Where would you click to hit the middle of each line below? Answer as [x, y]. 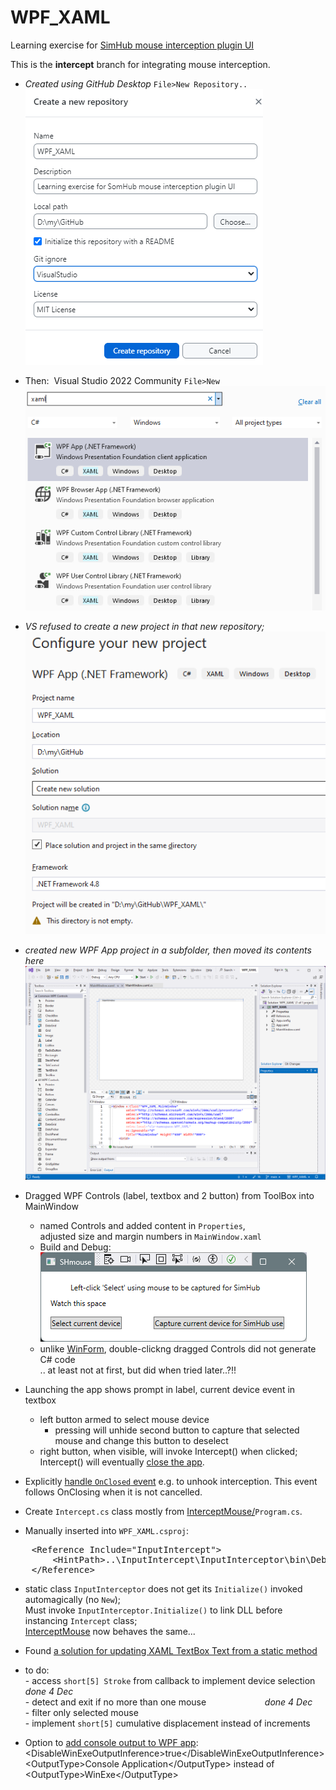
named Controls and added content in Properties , [142, 1226]
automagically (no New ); [73, 1600]
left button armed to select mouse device [124, 1420]
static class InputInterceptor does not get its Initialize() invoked [163, 1589]
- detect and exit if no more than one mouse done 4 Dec [168, 1702]
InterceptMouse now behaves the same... [110, 1632]
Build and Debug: [75, 1247]
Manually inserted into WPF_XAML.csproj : [107, 1531]
